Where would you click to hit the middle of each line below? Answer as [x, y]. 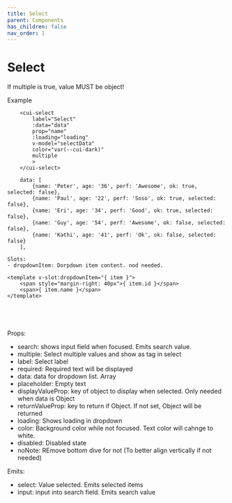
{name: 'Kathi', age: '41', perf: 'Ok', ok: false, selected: [124, 235]
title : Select [28, 14]
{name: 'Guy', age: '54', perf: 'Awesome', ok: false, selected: [129, 223]
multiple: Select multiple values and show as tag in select [99, 354]
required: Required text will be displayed [75, 369]
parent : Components [36, 20]
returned [30, 413]
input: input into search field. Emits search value [86, 493]
